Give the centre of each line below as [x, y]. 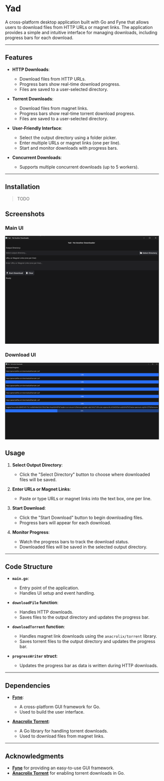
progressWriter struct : [35, 656]
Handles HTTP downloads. [46, 612]
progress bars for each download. [39, 38]
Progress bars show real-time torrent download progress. [77, 113]
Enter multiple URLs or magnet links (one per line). [70, 143]
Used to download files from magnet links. [62, 736]
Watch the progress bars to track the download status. [74, 541]
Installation [22, 187]
